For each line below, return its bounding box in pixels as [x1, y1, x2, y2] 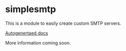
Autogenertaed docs [5, 30, 48, 36]
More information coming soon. [5, 39, 71, 46]
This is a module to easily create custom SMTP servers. [5, 20, 121, 26]
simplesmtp [5, 4, 56, 15]
